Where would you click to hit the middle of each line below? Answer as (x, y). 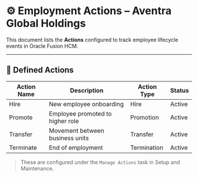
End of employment (76, 147)
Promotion (145, 117)
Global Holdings (46, 23)
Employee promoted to (80, 113)
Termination (147, 147)
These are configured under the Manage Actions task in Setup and (100, 162)
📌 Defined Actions (40, 70)
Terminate (23, 147)
